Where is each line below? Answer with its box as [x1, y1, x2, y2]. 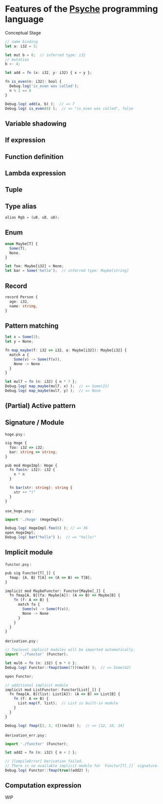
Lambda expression [5, 169, 66, 177]
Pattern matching [5, 322, 59, 330]
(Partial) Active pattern [5, 402, 76, 410]
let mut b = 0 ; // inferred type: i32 [5, 53, 86, 57]
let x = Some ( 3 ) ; [5, 335, 40, 339]
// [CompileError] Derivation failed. [5, 759, 83, 764]
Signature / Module [5, 418, 65, 427]
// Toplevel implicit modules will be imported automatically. [5, 647, 136, 652]
